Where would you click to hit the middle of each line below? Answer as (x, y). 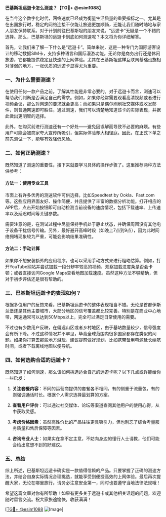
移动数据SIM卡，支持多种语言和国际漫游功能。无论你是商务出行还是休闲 (87, 53)
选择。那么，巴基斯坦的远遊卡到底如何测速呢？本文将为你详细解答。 (74, 37)
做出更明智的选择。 (29, 116)
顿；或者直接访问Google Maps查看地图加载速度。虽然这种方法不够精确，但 (82, 273)
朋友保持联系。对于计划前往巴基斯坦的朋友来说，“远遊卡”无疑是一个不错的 (85, 31)
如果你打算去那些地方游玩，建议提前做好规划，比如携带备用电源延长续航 (87, 340)
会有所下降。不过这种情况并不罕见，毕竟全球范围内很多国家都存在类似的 (79, 334)
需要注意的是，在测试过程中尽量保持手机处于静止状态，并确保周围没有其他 (81, 224)
